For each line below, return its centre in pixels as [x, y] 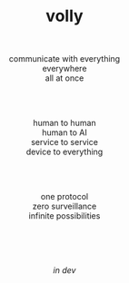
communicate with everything [64, 58]
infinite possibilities [64, 215]
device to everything [64, 151]
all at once [64, 78]
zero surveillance [64, 206]
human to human [64, 122]
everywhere [64, 68]
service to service [64, 141]
